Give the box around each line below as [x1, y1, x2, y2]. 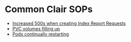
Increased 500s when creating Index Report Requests [12, 20, 126, 26]
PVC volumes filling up [12, 25, 60, 31]
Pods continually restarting [12, 31, 70, 37]
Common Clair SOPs [5, 4, 93, 15]
